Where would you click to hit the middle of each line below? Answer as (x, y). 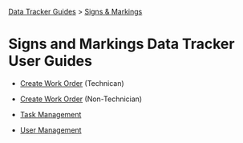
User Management (51, 130)
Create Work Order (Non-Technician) (81, 99)
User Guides (50, 61)
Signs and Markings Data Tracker (121, 44)
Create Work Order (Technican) (72, 83)
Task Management (51, 114)
